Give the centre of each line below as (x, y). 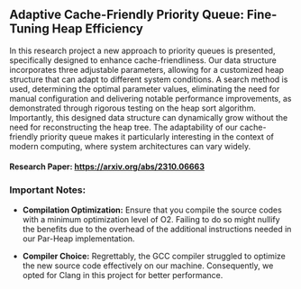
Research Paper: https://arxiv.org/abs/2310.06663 (107, 167)
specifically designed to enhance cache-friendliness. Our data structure (143, 60)
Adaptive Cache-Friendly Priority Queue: (127, 15)
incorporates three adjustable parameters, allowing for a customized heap (147, 69)
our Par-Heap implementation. (78, 239)
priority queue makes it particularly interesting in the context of (157, 136)
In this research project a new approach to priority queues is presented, (142, 50)
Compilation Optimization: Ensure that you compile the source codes (152, 210)
